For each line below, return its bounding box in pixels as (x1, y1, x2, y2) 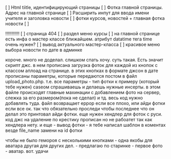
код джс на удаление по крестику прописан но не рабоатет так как (5, 117, 153, 122)
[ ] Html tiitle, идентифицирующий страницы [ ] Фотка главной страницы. (5, 5, 163, 10)
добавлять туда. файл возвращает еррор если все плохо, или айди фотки (5, 100, 165, 106)
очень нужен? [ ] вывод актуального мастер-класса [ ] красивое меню (5, 41, 160, 48)
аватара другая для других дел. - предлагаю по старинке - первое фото (5, 143, 163, 149)
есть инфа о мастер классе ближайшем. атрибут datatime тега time (5, 36, 153, 42)
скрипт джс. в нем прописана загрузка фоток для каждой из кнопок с (5, 62, 158, 68)
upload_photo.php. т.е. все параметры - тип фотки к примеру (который (5, 79, 159, 84)
